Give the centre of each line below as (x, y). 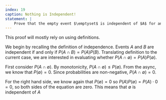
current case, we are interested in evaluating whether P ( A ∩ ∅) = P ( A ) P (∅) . (81, 58)
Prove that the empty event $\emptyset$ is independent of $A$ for (85, 23)
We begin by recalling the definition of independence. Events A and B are (80, 47)
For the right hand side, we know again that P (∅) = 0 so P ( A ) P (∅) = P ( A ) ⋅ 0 (82, 82)
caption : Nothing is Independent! (41, 14)
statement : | (19, 19)
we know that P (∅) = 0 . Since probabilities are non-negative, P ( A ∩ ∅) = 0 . (81, 72)
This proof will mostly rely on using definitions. (53, 37)
